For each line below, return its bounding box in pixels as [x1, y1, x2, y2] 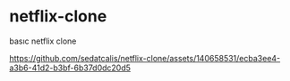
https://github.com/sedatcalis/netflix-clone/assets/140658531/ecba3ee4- [9, 53, 281, 63]
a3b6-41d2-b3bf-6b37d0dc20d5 [9, 62, 132, 73]
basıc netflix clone [9, 36, 77, 46]
